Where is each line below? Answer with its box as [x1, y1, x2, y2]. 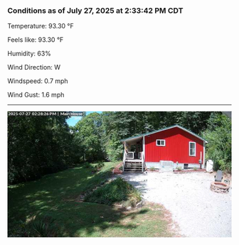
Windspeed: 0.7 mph [7, 77, 69, 85]
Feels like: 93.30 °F [7, 36, 64, 44]
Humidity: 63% [7, 49, 52, 58]
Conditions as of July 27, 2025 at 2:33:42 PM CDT [7, 6, 184, 16]
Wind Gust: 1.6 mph [7, 91, 65, 99]
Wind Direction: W [7, 63, 61, 72]
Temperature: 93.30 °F [7, 22, 74, 31]
